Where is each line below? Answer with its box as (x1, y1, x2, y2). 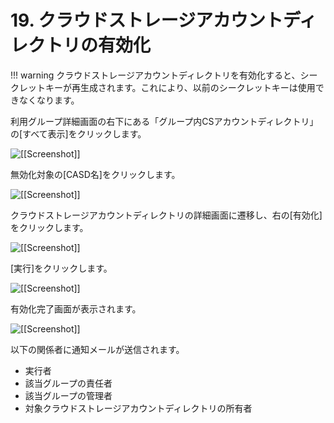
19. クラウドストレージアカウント (10, 9, 283, 32)
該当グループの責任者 (24, 377, 113, 389)
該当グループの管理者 (24, 389, 113, 401)
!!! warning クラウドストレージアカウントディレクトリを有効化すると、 (10, 69, 301, 81)
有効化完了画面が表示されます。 (10, 302, 142, 315)
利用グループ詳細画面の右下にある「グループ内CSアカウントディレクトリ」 (10, 115, 319, 127)
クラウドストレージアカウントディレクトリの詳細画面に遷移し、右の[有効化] (10, 209, 323, 221)
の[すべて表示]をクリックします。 (10, 127, 147, 140)
